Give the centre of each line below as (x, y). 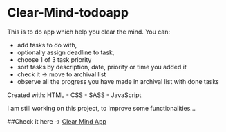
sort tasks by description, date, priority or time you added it (102, 67)
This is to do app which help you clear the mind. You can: (89, 32)
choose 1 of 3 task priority (54, 59)
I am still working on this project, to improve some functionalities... (101, 108)
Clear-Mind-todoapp (68, 13)
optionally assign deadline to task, (66, 52)
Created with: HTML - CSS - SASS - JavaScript (74, 95)
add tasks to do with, (47, 45)
